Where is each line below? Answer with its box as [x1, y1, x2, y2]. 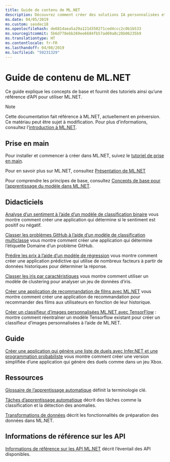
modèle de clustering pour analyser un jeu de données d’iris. [5, 279, 132, 285]
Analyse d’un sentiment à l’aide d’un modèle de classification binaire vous [5, 211, 159, 217]
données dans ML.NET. [5, 417, 54, 423]
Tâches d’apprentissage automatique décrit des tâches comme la [5, 397, 142, 403]
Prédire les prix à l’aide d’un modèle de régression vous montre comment [5, 252, 158, 259]
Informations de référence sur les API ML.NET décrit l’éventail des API [5, 445, 151, 452]
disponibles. [5, 451, 31, 457]
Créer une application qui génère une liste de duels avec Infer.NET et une [5, 348, 158, 354]
